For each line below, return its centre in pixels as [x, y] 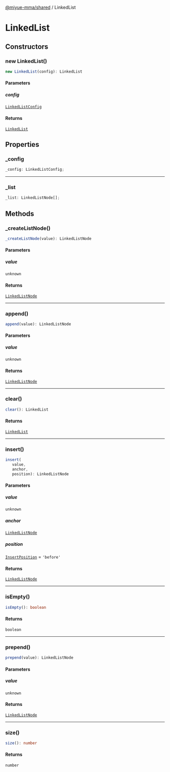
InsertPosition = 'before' [33, 557]
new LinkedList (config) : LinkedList [44, 71]
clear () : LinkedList [27, 409]
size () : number [21, 743]
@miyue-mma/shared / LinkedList [40, 7]
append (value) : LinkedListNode [38, 324]
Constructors [27, 47]
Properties [22, 144]
